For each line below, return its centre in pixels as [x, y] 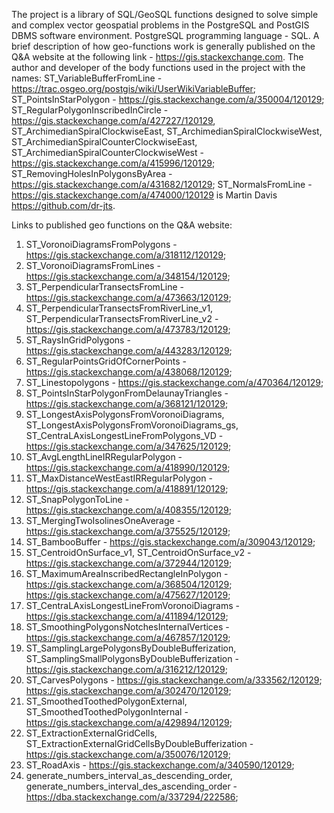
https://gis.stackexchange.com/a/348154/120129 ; [128, 276]
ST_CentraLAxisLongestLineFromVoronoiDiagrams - [132, 605]
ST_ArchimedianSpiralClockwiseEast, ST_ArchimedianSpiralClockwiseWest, [167, 131]
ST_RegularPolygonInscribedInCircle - [90, 110]
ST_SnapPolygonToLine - [77, 499]
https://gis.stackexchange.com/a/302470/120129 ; [128, 690]
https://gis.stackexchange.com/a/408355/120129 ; [129, 510]
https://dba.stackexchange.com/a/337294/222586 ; [132, 797]
